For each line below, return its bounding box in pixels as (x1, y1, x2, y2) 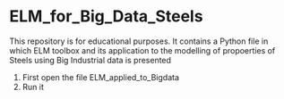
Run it (22, 81, 45, 92)
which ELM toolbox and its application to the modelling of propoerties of (9, 45, 276, 55)
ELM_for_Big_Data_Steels (9, 6, 203, 27)
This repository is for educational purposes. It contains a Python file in (9, 36, 269, 46)
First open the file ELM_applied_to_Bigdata (22, 71, 180, 82)
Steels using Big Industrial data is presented (9, 54, 172, 65)
